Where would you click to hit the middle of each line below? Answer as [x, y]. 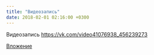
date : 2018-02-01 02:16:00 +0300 [48, 17]
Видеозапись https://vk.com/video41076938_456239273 [77, 34]
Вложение [19, 46]
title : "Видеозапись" [33, 12]
